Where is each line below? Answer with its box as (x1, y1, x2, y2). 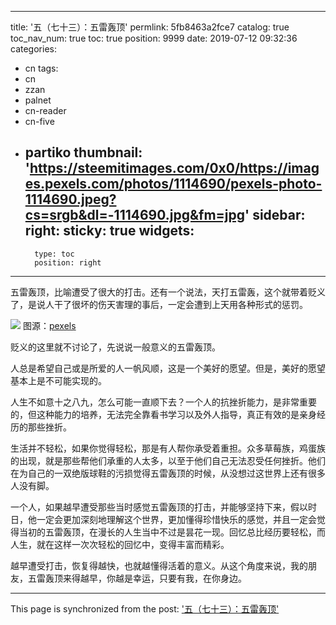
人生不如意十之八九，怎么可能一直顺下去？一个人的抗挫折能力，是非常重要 (10, 396, 317, 408)
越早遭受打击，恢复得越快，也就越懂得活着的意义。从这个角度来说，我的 (10, 559, 308, 571)
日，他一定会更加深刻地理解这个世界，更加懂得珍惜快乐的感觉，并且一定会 (10, 513, 317, 525)
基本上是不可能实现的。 (10, 374, 107, 386)
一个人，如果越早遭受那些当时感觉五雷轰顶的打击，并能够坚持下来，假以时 (10, 501, 317, 513)
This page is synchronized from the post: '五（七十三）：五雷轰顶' (10, 602, 280, 615)
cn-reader (24, 105, 67, 116)
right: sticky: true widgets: (24, 222, 195, 240)
